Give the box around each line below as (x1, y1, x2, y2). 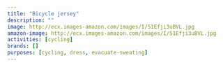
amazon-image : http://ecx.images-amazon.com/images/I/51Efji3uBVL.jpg (7, 29, 217, 37)
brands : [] (7, 43, 39, 50)
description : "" (7, 17, 54, 24)
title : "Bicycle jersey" (7, 10, 79, 17)
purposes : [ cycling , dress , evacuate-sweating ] (7, 50, 148, 57)
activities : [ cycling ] (7, 36, 73, 43)
